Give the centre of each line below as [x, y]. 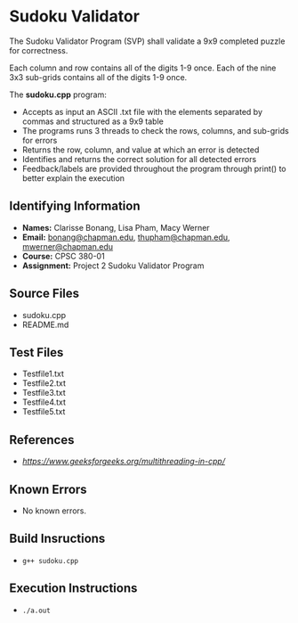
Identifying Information [75, 206]
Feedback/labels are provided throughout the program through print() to [154, 168]
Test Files [36, 352]
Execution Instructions [73, 589]
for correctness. [39, 50]
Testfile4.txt [44, 402]
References [42, 440]
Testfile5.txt [44, 412]
